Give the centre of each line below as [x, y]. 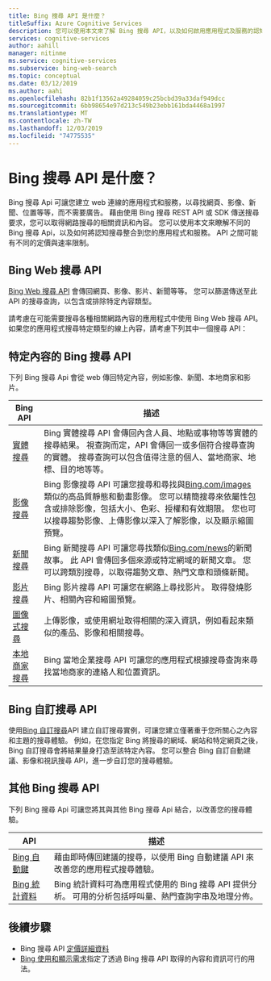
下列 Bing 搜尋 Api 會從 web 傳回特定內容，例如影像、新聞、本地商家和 [126, 378]
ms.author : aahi [35, 91]
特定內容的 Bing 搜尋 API [70, 356]
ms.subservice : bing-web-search [63, 69]
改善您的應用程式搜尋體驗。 [106, 869]
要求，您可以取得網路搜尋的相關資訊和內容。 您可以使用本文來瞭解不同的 [129, 222]
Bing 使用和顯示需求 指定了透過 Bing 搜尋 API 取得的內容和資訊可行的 [134, 958]
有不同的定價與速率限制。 [51, 242]
